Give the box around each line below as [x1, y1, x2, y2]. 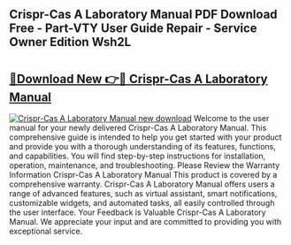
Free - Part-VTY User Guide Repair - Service [9, 21, 258, 36]
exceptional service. [9, 226, 83, 236]
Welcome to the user [193, 113, 270, 123]
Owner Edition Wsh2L [9, 34, 132, 50]
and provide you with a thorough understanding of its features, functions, [9, 142, 277, 151]
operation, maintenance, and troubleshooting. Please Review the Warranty [9, 160, 280, 171]
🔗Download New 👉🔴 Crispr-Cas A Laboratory [9, 71, 268, 87]
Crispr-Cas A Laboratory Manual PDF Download [9, 7, 278, 22]
